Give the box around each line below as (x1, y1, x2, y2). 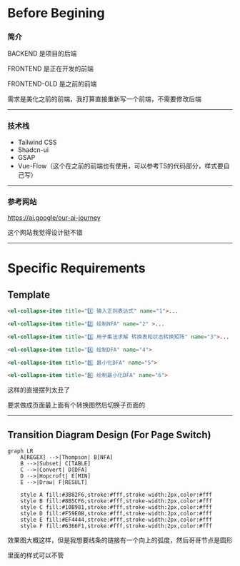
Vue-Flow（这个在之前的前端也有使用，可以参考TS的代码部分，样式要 (17, 161, 224, 170)
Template (7, 288, 51, 300)
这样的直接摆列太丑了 (7, 385, 70, 394)
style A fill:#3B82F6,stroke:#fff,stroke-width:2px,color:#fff (20, 491, 213, 499)
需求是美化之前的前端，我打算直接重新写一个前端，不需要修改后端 (7, 95, 201, 103)
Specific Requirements (7, 261, 146, 276)
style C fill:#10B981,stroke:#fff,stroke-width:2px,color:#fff (20, 504, 213, 511)
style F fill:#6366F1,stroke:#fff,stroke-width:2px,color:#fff (20, 522, 213, 530)
